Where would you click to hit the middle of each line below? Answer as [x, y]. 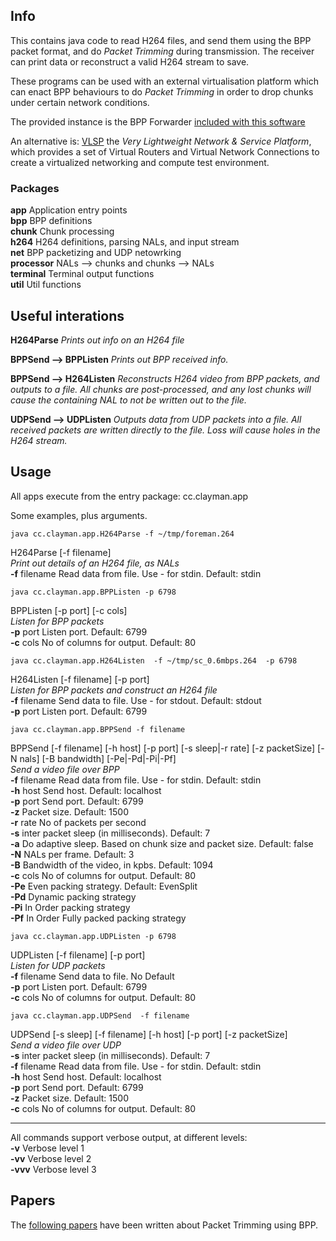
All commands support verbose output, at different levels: [129, 1137]
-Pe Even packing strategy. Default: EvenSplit [104, 886]
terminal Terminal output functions [82, 274]
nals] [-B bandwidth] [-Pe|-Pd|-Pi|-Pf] [98, 758]
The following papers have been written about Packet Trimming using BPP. [164, 1225]
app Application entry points [69, 210]
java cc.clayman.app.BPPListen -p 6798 [93, 592]
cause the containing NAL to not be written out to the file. [128, 400]
